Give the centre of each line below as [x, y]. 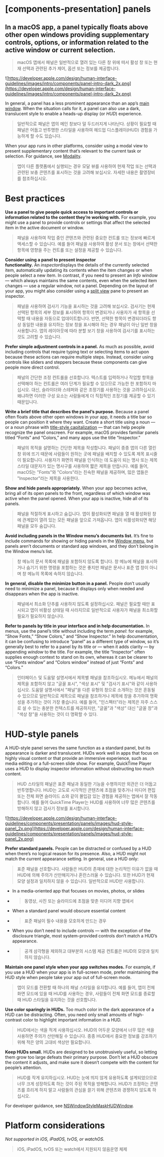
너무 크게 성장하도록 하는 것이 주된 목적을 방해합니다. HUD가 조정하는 [83, 1084]
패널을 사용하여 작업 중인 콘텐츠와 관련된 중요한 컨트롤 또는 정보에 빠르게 [86, 238]
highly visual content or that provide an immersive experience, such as [76, 758]
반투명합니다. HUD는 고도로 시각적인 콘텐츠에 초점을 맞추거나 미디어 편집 [86, 790]
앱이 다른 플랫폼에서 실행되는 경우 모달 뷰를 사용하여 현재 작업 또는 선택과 [87, 166]
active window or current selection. [60, 50]
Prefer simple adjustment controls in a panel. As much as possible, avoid [80, 346]
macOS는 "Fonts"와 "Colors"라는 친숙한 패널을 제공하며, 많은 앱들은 [83, 472]
